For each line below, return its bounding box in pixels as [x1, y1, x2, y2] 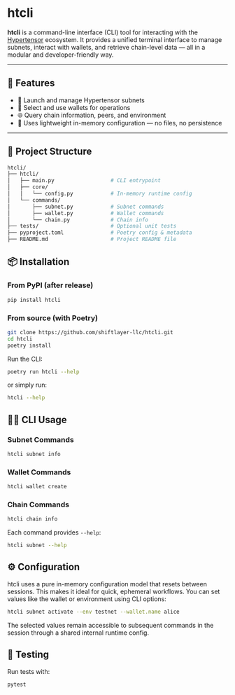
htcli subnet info [7, 450, 61, 457]
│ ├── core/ [7, 184, 49, 191]
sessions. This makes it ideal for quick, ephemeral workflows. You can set [7, 587, 220, 596]
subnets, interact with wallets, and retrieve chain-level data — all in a [7, 43, 206, 51]
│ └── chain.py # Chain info [7, 216, 149, 223]
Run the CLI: [7, 355, 43, 363]
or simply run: [7, 380, 48, 390]
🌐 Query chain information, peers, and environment [17, 111, 166, 119]
